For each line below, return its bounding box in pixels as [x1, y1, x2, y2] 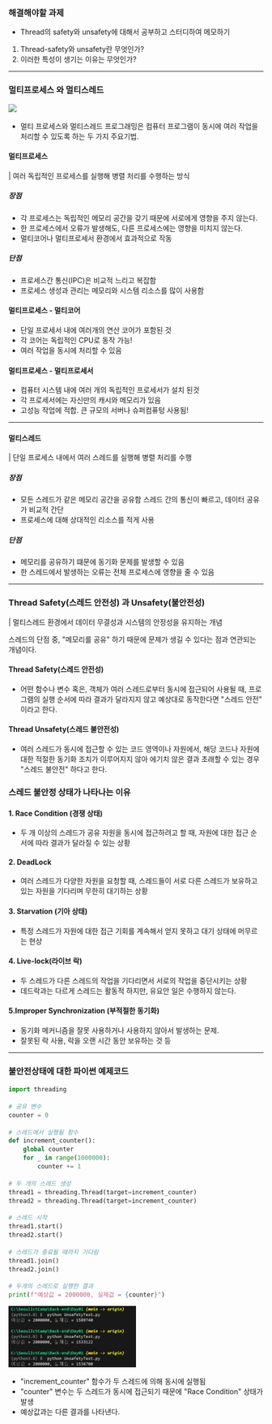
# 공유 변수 [8, 1102, 42, 1111]
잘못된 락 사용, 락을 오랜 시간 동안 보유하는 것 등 [19, 1035, 172, 1045]
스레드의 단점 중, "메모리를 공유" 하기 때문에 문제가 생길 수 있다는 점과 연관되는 [8, 635, 257, 644]
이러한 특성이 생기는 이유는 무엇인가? [19, 54, 137, 64]
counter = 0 [8, 1111, 49, 1119]
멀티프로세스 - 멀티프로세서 [8, 365, 94, 375]
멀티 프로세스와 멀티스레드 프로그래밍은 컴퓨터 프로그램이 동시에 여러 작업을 [19, 121, 259, 131]
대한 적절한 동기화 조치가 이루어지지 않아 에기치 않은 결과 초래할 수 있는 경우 [19, 754, 261, 764]
